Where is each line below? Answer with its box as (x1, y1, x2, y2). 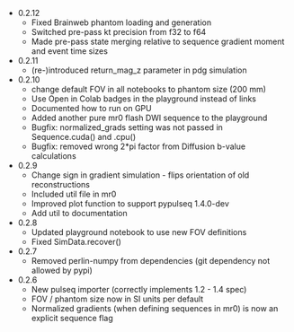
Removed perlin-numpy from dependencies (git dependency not (31, 256, 271, 266)
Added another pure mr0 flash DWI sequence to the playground (31, 112, 268, 123)
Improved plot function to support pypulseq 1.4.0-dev (31, 198, 229, 209)
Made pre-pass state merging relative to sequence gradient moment (31, 36, 285, 47)
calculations (31, 151, 76, 161)
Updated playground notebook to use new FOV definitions (31, 227, 247, 237)
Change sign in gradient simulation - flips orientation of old (31, 170, 250, 180)
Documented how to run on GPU (31, 103, 152, 113)
